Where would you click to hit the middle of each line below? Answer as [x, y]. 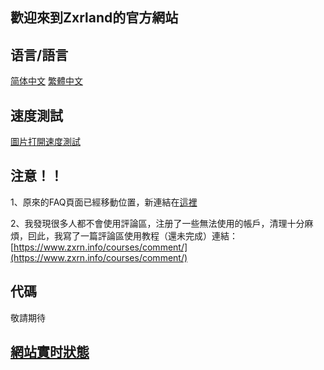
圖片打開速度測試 [45, 142]
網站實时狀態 [50, 352]
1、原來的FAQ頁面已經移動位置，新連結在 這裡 [104, 202]
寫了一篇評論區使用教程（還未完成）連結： [150, 235]
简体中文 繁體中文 [46, 81]
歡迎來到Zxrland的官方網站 [94, 18]
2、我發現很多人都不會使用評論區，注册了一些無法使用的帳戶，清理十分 [157, 223]
